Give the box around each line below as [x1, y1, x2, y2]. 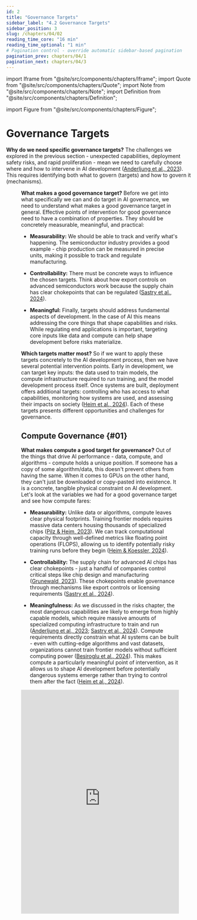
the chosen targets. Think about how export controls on [29, 276, 167, 284]
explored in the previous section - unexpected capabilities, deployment [6, 153, 181, 160]
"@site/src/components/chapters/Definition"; [6, 94, 118, 101]
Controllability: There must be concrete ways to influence [29, 270, 173, 277]
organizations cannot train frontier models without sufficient [29, 646, 177, 654]
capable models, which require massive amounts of [29, 614, 157, 621]
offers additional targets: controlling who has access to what [21, 388, 170, 395]
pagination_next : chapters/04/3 [6, 59, 86, 64]
